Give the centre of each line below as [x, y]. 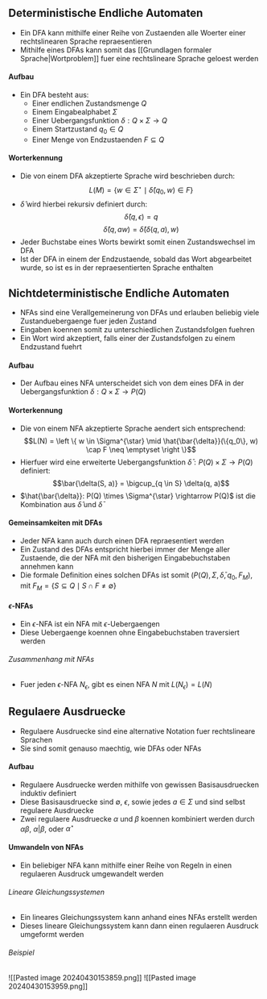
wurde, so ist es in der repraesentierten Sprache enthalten [117, 268]
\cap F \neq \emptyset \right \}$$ [141, 449]
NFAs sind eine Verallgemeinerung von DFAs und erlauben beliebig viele [140, 313]
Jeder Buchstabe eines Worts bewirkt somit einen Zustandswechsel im [138, 242]
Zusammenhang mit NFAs [51, 660]
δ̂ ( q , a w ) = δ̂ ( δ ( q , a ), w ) [141, 230]
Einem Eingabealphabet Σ [75, 112]
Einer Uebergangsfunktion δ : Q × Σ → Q [99, 121]
